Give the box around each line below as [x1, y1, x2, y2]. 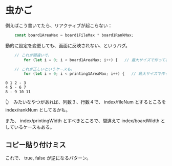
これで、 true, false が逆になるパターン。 [5, 155, 91, 161]
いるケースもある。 [14, 124, 55, 130]
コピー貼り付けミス [5, 141, 66, 149]
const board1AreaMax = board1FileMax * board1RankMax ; [14, 33, 134, 38]
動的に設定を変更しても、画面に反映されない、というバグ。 [5, 42, 131, 48]
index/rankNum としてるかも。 [5, 107, 71, 113]
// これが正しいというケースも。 [14, 67, 75, 72]
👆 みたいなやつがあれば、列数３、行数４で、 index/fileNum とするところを [5, 99, 166, 105]
